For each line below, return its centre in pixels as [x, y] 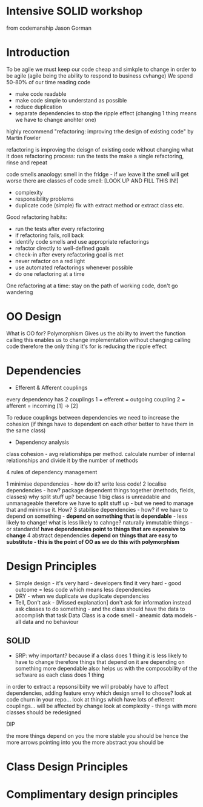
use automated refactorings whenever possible [74, 267]
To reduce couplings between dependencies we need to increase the [93, 417]
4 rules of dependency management [52, 472]
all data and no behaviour [47, 621]
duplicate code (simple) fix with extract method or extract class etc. [99, 205]
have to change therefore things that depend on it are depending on [100, 661]
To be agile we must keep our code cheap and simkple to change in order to [101, 69]
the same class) [26, 430]
